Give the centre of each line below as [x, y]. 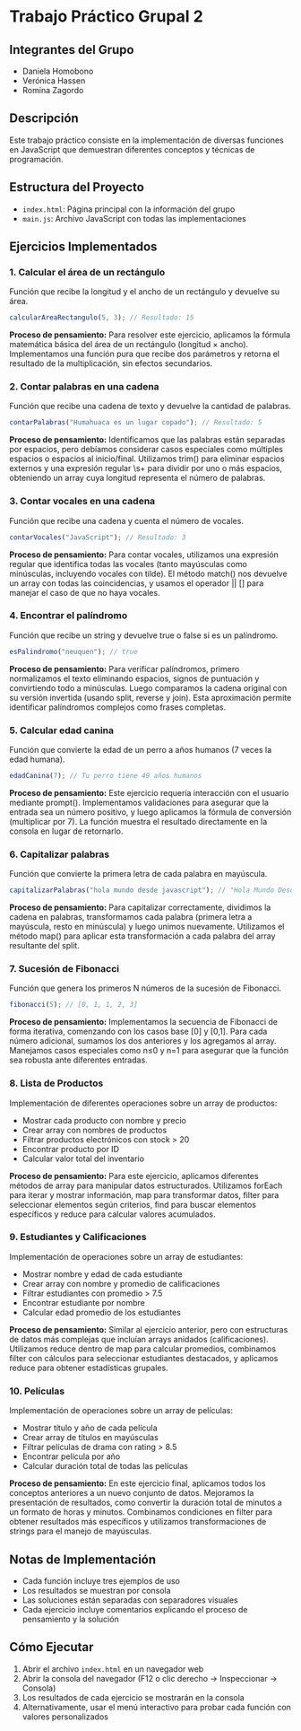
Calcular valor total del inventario [83, 1158]
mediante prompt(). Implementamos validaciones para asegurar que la [139, 802]
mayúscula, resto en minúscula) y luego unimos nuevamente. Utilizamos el [147, 927]
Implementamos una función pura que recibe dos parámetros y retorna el [145, 354]
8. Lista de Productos [56, 1083]
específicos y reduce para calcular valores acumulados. [112, 1214]
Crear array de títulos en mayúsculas [90, 1438]
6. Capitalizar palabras [60, 854]
